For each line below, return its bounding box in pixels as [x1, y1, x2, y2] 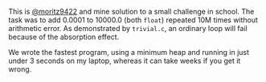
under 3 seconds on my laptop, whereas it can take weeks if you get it [8, 56, 241, 65]
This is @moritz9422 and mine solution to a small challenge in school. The [8, 7, 255, 16]
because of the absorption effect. [8, 32, 120, 41]
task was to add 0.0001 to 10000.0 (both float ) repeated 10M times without [8, 15, 259, 25]
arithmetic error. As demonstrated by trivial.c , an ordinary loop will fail [8, 24, 248, 33]
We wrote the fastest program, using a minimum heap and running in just [8, 48, 250, 57]
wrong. [8, 64, 32, 74]
